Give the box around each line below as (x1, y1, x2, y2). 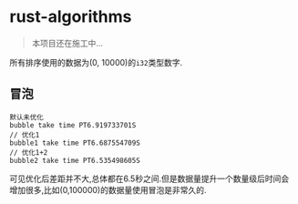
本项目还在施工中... (31, 37, 103, 48)
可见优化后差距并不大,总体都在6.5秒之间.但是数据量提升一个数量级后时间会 (9, 173, 290, 184)
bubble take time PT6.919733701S (9, 120, 137, 129)
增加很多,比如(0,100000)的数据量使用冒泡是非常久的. (9, 184, 207, 195)
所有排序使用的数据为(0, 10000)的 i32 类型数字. (9, 56, 183, 67)
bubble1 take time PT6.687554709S (9, 138, 141, 148)
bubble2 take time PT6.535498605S (9, 156, 141, 165)
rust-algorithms (9, 6, 132, 27)
